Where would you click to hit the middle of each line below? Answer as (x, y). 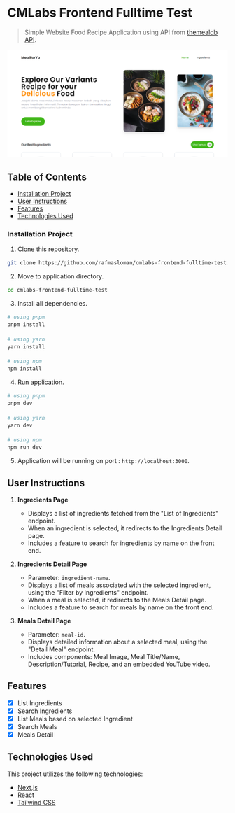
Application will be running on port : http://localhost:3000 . (104, 461)
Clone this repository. (48, 249)
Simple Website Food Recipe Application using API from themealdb (121, 32)
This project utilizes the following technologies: (75, 774)
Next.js (28, 787)
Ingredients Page (43, 500)
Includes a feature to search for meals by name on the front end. (121, 607)
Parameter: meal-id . (56, 634)
